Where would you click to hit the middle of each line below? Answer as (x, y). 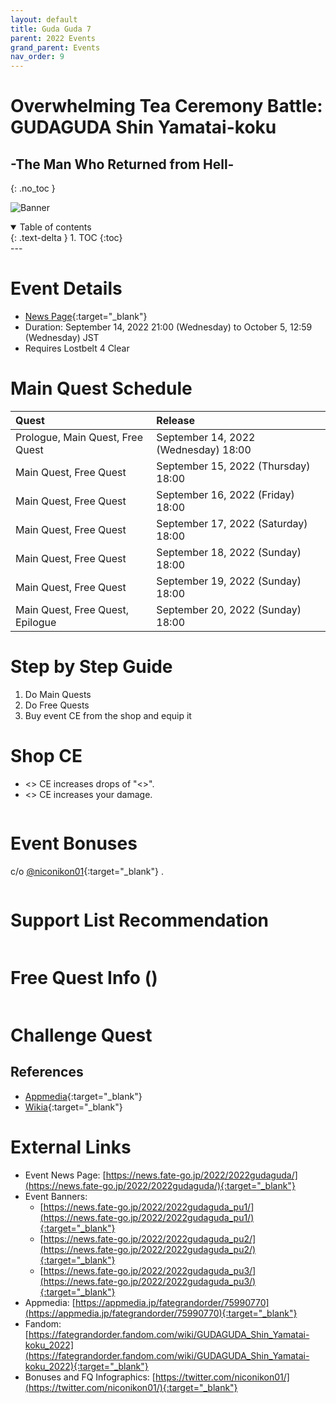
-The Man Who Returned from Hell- (122, 164)
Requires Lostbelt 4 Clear (77, 348)
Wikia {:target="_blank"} (73, 1107)
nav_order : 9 (37, 57)
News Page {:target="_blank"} (86, 317)
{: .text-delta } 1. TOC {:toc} (66, 238)
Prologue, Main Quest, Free (79, 437)
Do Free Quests (57, 705)
